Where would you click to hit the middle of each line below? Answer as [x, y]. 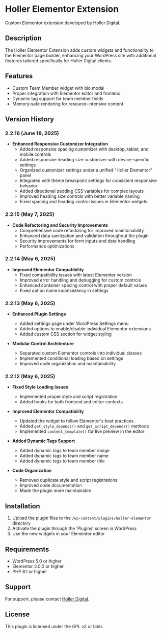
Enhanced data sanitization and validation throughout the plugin [84, 236]
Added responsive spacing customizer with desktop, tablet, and [84, 149]
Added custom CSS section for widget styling [66, 334]
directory [21, 523]
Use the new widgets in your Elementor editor [58, 534]
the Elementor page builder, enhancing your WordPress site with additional [81, 55]
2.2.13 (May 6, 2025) [30, 303]
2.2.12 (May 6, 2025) [30, 377]
